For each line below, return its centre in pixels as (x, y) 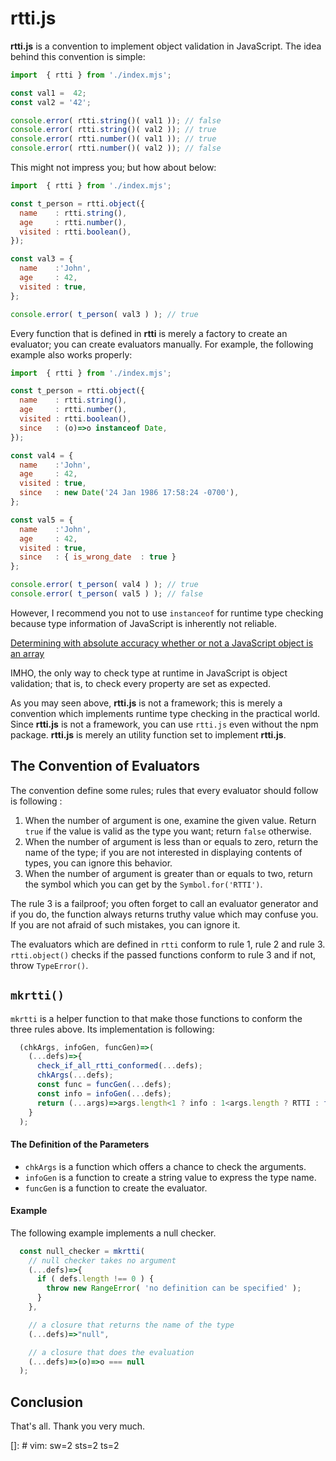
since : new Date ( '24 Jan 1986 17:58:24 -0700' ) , (129, 493)
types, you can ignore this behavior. (98, 863)
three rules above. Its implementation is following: (112, 1029)
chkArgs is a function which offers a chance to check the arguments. (165, 1166)
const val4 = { (42, 455)
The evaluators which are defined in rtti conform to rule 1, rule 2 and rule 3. (168, 944)
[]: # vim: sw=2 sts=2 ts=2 (65, 1446)
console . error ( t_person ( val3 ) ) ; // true (104, 314)
